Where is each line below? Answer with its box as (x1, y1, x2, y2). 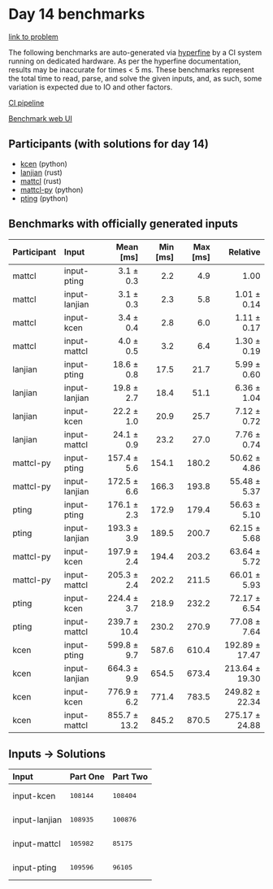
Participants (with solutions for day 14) (8, 137, 209, 151)
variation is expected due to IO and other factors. (8, 82, 173, 92)
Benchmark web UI (8, 113, 73, 123)
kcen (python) (19, 159, 67, 168)
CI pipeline (8, 98, 45, 107)
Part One (69, 771, 105, 782)
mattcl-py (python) (19, 185, 84, 194)
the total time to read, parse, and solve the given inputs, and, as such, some (8, 73, 262, 83)
